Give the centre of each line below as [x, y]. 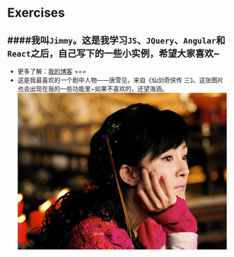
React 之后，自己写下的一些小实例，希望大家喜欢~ [114, 53]
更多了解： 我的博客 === [52, 71]
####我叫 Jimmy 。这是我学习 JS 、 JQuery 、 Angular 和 [116, 40]
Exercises [36, 13]
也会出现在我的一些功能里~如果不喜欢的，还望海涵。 [93, 89]
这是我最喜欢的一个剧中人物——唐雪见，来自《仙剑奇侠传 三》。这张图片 [120, 80]
